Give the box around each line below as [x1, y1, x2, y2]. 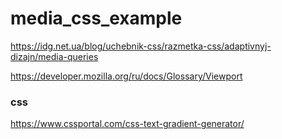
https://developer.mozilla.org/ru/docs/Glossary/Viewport [10, 70, 243, 82]
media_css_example [10, 7, 183, 30]
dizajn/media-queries [10, 50, 99, 62]
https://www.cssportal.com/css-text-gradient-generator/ [10, 118, 245, 130]
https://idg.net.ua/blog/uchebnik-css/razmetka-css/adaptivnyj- [10, 40, 272, 52]
